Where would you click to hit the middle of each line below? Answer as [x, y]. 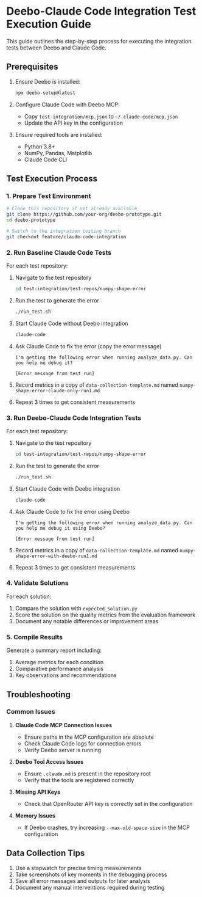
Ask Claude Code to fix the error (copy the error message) [88, 346]
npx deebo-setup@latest [45, 93]
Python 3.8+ [40, 146]
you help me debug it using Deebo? [60, 528]
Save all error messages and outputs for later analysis [82, 881]
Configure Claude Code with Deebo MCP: [67, 104]
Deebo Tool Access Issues [49, 761]
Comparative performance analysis [59, 669]
